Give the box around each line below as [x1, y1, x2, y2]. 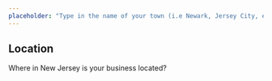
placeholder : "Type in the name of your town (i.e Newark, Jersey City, [8, 11, 259, 20]
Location [8, 42, 54, 56]
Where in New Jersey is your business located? [8, 63, 168, 73]
